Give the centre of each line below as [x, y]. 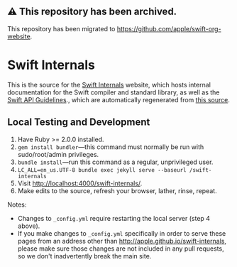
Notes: [17, 205]
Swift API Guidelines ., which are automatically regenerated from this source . [119, 99]
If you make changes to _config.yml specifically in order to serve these [122, 233]
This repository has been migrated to [61, 28]
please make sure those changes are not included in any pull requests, [121, 249]
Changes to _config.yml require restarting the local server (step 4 [114, 218]
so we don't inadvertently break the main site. [84, 256]
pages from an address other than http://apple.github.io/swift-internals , [122, 241]
